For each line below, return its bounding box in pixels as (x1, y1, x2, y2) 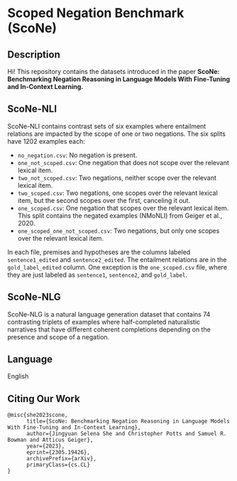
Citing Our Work (7, 393, 80, 405)
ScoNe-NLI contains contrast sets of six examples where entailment (7, 122, 206, 130)
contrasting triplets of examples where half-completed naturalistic (7, 317, 201, 326)
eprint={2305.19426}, (26, 449, 91, 456)
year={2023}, (26, 443, 65, 450)
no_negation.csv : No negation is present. (17, 151, 138, 159)
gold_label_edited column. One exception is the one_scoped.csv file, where (7, 263, 227, 271)
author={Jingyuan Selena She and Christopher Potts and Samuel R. (26, 430, 227, 438)
